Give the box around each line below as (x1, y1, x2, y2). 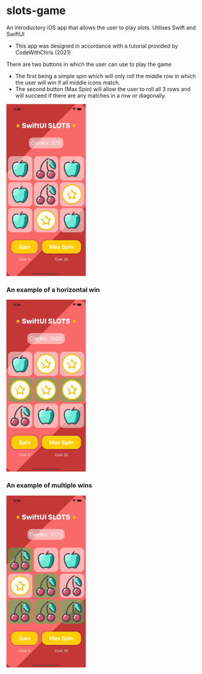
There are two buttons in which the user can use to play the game (6, 60, 172, 68)
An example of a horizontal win (6, 285, 100, 294)
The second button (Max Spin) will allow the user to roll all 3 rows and (15, 85, 191, 92)
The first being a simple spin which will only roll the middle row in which (15, 72, 197, 79)
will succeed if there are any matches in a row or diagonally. (15, 92, 167, 99)
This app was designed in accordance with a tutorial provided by (15, 42, 178, 49)
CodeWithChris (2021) (15, 48, 71, 56)
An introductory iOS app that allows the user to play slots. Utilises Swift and (6, 24, 197, 31)
